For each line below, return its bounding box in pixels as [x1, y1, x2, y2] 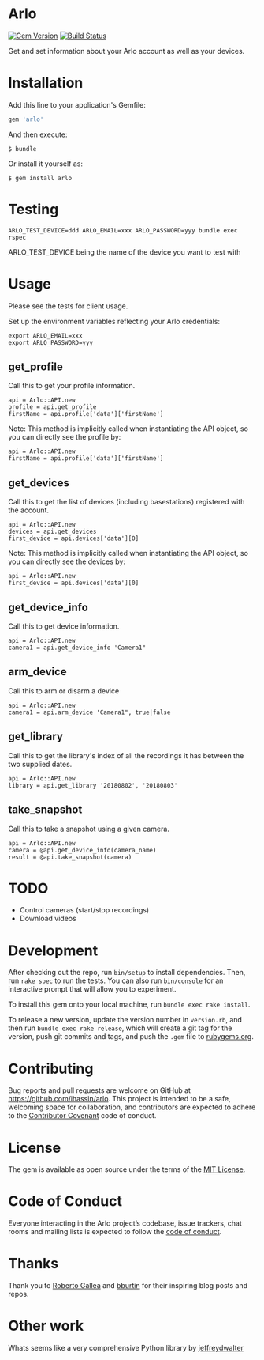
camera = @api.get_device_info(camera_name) [8, 846, 157, 854]
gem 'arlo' [8, 115, 44, 123]
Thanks [8, 1255, 59, 1273]
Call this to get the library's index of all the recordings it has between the [8, 750, 244, 760]
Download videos [19, 914, 76, 924]
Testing [8, 200, 59, 218]
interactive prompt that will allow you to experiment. [8, 984, 177, 994]
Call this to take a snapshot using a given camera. [8, 824, 169, 833]
